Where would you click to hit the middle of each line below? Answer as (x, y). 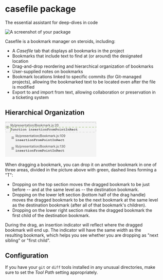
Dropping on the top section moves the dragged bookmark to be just (81, 184)
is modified (23, 87)
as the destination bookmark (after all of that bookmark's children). (79, 205)
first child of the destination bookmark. (51, 215)
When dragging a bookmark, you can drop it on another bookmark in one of (81, 165)
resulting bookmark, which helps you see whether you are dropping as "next (82, 235)
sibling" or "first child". (28, 240)
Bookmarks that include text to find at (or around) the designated (77, 56)
